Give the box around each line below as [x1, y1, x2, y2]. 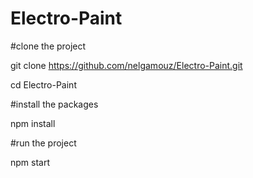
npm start [10, 156, 51, 168]
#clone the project [10, 40, 87, 52]
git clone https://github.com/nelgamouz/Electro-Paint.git [10, 59, 243, 71]
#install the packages [10, 98, 99, 110]
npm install [10, 117, 56, 129]
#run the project [10, 137, 77, 149]
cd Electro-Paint [10, 78, 77, 91]
